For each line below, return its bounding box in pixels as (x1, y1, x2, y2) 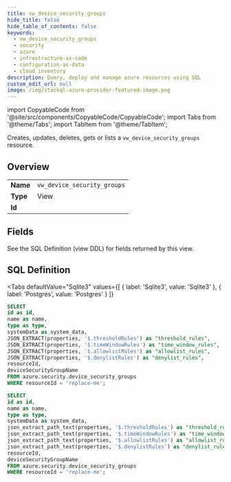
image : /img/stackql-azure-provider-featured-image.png (7, 87, 170, 94)
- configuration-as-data (13, 61, 85, 68)
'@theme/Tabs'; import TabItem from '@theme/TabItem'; (7, 120, 168, 129)
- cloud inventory (13, 67, 67, 74)
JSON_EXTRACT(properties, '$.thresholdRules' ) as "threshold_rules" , (7, 335, 211, 342)
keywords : (7, 29, 36, 36)
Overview (7, 161, 50, 173)
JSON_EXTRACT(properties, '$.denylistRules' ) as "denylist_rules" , (7, 354, 205, 361)
